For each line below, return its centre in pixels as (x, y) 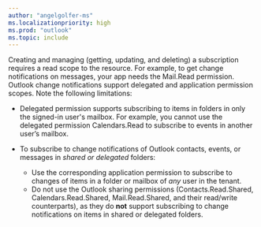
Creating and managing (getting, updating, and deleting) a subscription (123, 60)
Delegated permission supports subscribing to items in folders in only (132, 109)
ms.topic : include (38, 37)
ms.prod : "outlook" (40, 30)
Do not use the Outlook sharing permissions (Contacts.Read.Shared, (142, 189)
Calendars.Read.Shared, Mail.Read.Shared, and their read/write (134, 198)
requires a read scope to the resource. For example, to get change (116, 69)
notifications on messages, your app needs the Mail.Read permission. (121, 76)
